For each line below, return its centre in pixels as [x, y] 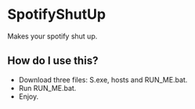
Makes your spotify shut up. [52, 36]
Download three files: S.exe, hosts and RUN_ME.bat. [103, 79]
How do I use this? [53, 61]
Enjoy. [29, 96]
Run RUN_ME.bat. [47, 88]
